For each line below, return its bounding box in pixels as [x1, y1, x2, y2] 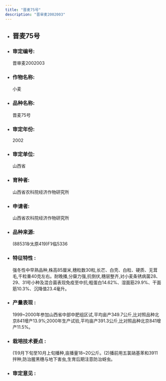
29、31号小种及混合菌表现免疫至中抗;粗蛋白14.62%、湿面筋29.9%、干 [12, 279, 157, 285]
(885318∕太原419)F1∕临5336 [12, 241, 68, 247]
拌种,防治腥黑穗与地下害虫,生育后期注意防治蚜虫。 [12, 356, 115, 362]
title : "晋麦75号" [5, 7, 41, 12]
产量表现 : [12, 299, 36, 306]
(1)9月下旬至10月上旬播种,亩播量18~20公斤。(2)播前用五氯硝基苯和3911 [12, 350, 158, 356]
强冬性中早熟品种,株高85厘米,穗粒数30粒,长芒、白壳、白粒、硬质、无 [12, 267, 154, 273]
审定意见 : [12, 370, 36, 377]
